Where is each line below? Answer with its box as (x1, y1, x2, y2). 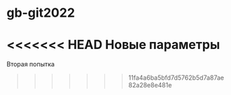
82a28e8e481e (128, 81, 172, 89)
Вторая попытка (6, 60, 55, 68)
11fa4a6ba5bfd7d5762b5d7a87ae (128, 73, 225, 82)
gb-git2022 (6, 5, 75, 21)
